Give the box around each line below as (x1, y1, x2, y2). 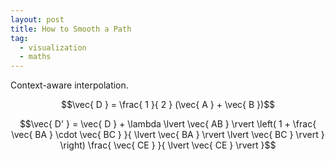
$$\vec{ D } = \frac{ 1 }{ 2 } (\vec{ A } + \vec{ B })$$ (60, 99, 276, 111)
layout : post (10, 14, 65, 25)
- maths (19, 52, 52, 62)
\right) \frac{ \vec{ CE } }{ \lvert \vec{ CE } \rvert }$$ (59, 139, 277, 151)
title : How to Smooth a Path (10, 24, 132, 34)
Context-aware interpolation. (10, 79, 129, 91)
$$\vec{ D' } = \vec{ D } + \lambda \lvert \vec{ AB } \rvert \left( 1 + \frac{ (19, 118, 317, 130)
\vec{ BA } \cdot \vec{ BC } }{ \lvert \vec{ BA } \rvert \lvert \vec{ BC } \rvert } (11, 129, 325, 141)
